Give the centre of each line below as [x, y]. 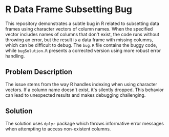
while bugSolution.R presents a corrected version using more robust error [83, 50]
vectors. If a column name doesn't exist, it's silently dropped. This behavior [84, 90]
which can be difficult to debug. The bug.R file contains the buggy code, [81, 45]
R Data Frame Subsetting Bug [69, 9]
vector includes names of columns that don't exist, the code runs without [82, 34]
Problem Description [39, 72]
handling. [15, 56]
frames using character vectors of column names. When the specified [79, 29]
